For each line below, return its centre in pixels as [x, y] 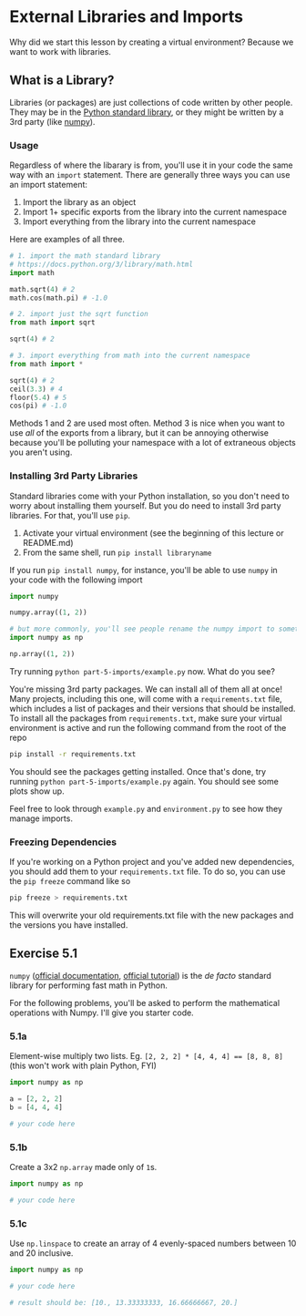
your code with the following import [76, 580]
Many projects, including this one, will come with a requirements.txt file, [146, 698]
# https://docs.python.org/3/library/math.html [102, 264]
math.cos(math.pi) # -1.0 [58, 298]
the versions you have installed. [69, 925]
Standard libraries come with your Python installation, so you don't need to [149, 496]
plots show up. [37, 791]
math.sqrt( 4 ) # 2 [42, 289]
